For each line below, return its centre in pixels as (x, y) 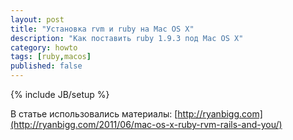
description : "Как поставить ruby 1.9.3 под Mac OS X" (127, 38)
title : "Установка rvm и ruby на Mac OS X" (102, 29)
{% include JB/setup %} (60, 94)
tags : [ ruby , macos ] (51, 57)
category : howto (44, 47)
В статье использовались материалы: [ (94, 114)
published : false (46, 66)
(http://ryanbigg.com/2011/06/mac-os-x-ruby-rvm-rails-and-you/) (146, 124)
